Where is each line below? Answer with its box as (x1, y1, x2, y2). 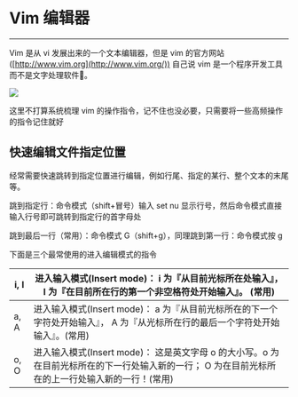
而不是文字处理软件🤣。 (9, 69, 93, 80)
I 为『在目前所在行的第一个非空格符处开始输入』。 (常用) (43, 285, 275, 298)
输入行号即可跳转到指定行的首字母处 (9, 210, 142, 222)
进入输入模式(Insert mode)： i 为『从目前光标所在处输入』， (35, 272, 284, 284)
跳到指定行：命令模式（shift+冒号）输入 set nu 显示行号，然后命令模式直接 (9, 200, 282, 210)
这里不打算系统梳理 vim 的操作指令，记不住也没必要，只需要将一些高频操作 (9, 105, 284, 115)
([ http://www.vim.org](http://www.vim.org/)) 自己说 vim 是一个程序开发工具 (9, 59, 284, 69)
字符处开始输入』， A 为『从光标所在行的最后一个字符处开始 (33, 316, 280, 329)
